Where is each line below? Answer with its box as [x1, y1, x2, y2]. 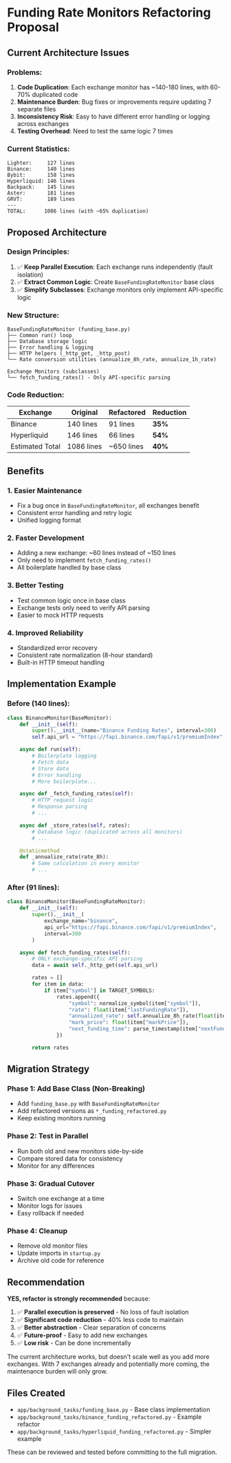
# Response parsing [32, 803, 88, 810]
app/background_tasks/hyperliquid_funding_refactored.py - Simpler [16, 1427, 212, 1435]
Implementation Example [7, 678, 117, 690]
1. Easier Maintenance [7, 486, 82, 495]
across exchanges [16, 119, 69, 128]
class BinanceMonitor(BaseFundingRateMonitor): [7, 898, 146, 905]
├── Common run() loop [7, 332, 72, 339]
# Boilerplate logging [32, 752, 97, 759]
